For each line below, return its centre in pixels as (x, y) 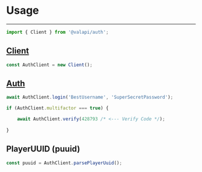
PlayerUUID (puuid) (43, 149)
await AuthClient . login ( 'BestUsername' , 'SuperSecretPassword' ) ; (90, 97)
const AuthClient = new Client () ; (50, 65)
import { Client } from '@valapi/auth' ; (58, 32)
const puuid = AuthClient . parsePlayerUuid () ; (64, 163)
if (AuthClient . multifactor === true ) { (58, 108)
